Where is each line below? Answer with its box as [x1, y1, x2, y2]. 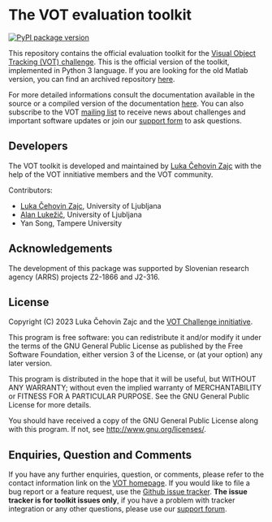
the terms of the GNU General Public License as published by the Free [8, 341, 244, 351]
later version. [8, 359, 53, 369]
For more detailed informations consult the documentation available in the [8, 89, 256, 99]
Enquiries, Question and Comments [8, 448, 192, 462]
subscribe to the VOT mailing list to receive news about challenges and [8, 107, 246, 117]
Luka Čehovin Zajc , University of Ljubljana [19, 201, 162, 210]
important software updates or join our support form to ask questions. [8, 115, 242, 125]
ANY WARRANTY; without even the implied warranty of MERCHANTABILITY [8, 383, 262, 393]
